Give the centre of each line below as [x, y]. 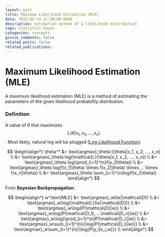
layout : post [19, 10]
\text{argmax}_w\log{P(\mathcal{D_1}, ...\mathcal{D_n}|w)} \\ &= [84, 213]
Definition [17, 114]
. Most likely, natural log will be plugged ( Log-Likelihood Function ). [74, 142]
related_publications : [29, 47]
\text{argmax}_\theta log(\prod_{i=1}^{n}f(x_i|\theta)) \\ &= [84, 162]
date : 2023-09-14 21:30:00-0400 [39, 19]
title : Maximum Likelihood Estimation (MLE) [52, 14]
